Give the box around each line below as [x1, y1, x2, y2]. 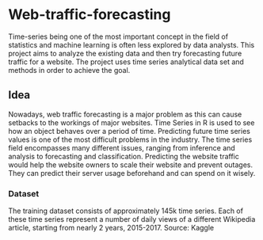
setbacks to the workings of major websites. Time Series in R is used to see [8, 117, 255, 128]
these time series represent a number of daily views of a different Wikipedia [8, 215, 256, 224]
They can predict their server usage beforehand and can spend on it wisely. [8, 168, 256, 177]
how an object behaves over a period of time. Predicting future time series [8, 126, 251, 135]
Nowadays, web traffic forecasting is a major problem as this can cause [8, 109, 242, 119]
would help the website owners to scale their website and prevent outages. [8, 160, 253, 170]
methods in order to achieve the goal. [8, 65, 131, 74]
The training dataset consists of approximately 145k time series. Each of [8, 206, 244, 215]
